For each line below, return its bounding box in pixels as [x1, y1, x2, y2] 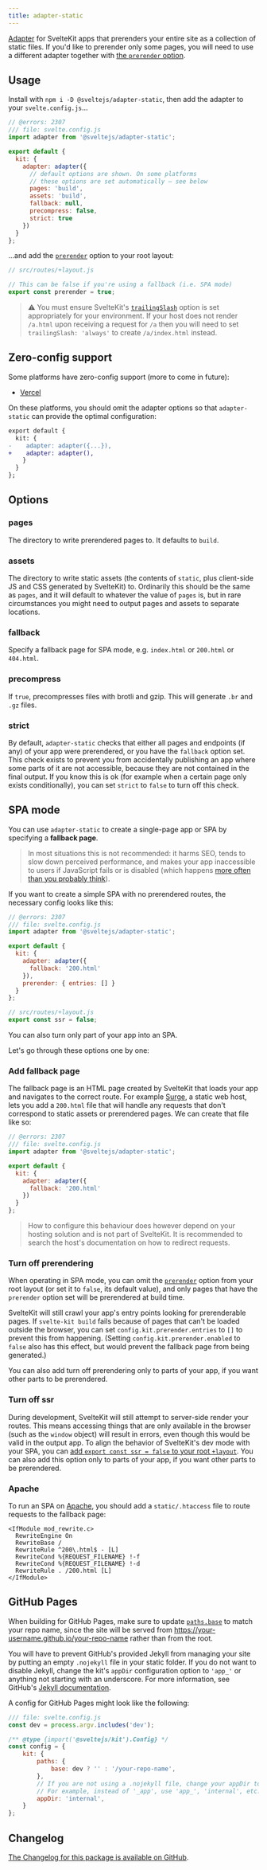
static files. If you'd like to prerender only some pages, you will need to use [8, 41, 254, 52]
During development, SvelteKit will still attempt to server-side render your [8, 1412, 249, 1422]
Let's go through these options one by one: [8, 1046, 149, 1055]
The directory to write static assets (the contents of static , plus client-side [8, 573, 254, 582]
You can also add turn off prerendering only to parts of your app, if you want [8, 1366, 258, 1375]
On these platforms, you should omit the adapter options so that [8, 403, 218, 413]
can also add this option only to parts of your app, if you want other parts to [8, 1454, 256, 1464]
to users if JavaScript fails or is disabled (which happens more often [27, 865, 252, 874]
